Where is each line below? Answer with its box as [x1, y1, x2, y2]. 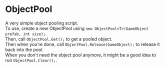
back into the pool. [5, 46, 44, 52]
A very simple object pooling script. [5, 20, 78, 26]
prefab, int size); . [5, 30, 47, 36]
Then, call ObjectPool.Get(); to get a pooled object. [5, 36, 112, 42]
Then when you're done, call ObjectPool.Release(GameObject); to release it [5, 41, 160, 47]
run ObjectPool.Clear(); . [5, 57, 57, 63]
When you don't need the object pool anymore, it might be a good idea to [5, 51, 156, 58]
